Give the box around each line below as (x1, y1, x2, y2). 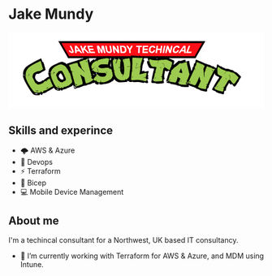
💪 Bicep (19, 178, 47, 188)
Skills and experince (8, 123, 114, 137)
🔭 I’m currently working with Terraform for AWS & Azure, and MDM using (19, 251, 265, 261)
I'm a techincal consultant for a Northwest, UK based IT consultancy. (8, 235, 239, 245)
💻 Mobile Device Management (19, 188, 124, 197)
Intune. (19, 260, 45, 270)
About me (8, 213, 59, 227)
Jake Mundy (8, 5, 94, 24)
